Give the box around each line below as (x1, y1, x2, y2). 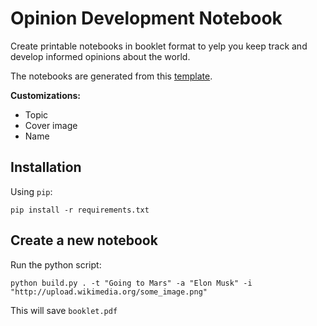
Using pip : (10, 185, 53, 197)
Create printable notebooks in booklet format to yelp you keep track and (10, 40, 308, 52)
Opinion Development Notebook (10, 7, 283, 30)
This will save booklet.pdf (10, 304, 118, 316)
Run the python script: (10, 258, 102, 271)
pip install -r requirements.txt (10, 205, 150, 215)
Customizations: (10, 89, 81, 101)
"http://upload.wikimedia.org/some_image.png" (10, 287, 208, 297)
